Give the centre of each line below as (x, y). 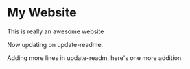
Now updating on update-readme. (55, 44)
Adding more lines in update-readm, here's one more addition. (95, 58)
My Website (42, 13)
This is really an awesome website (56, 31)
